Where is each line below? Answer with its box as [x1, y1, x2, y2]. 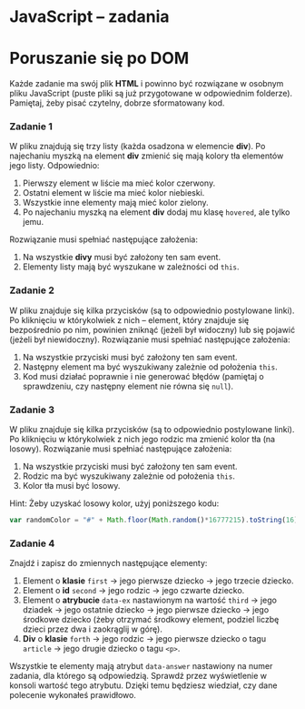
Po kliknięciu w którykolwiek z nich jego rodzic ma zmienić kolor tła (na [9, 434, 275, 445]
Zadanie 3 [9, 403, 54, 416]
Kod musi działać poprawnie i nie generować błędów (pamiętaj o [22, 370, 265, 381]
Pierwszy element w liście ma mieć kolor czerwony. [22, 177, 216, 188]
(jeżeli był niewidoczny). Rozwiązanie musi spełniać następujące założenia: [9, 334, 290, 345]
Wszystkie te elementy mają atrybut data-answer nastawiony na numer [9, 661, 273, 672]
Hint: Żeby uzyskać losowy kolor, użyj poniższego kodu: [9, 498, 220, 509]
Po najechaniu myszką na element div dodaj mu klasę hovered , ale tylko [22, 207, 290, 218]
